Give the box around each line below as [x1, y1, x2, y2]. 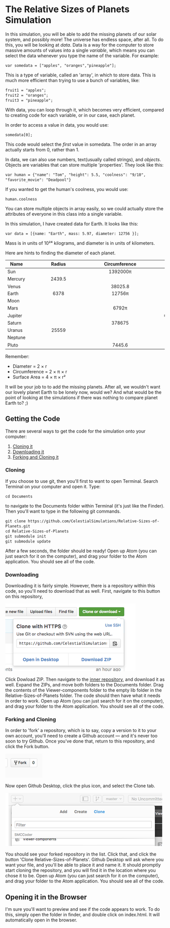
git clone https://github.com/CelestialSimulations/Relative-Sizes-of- [5, 518, 159, 524]
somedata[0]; [5, 132, 33, 137]
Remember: [5, 353, 29, 359]
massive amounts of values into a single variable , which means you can [5, 47, 155, 53]
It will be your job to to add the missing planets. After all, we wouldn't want [5, 383, 160, 390]
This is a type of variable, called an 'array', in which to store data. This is [5, 72, 156, 78]
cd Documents [5, 494, 33, 499]
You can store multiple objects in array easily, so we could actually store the [5, 205, 163, 211]
